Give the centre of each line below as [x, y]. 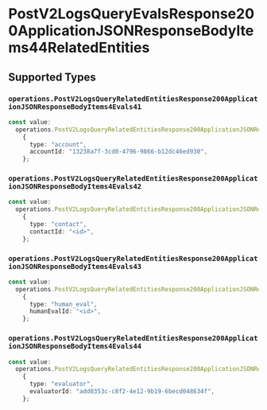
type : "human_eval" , [63, 304]
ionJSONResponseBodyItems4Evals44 [75, 346]
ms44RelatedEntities [79, 48]
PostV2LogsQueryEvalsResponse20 [132, 14]
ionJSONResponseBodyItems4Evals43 [75, 266]
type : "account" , [58, 144]
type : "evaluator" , [61, 384]
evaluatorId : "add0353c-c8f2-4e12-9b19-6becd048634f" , [122, 392]
